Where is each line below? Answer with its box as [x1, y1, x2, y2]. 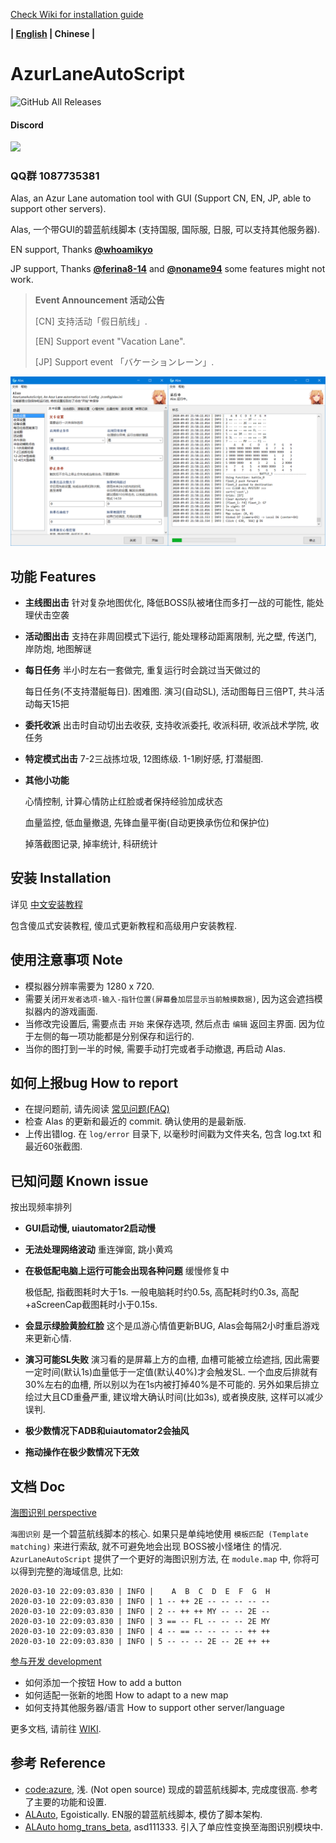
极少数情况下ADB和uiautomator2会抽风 [24, 1425, 190, 1437]
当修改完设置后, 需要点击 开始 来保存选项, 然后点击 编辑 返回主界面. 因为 [24, 1017, 317, 1029]
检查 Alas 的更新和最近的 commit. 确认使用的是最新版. [24, 1115, 247, 1128]
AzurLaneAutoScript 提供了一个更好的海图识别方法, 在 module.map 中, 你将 [10, 1553, 312, 1565]
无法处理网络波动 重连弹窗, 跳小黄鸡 [24, 1244, 173, 1256]
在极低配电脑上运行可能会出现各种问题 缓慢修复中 [24, 1265, 230, 1277]
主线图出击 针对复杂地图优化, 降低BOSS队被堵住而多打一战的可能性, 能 [24, 596, 316, 608]
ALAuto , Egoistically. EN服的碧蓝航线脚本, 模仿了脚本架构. [24, 1808, 263, 1820]
